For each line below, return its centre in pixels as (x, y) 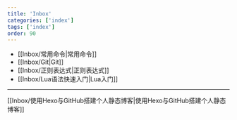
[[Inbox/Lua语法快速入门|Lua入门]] (68, 79)
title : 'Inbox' (30, 14)
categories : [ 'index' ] (41, 20)
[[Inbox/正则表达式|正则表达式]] (63, 70)
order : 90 (22, 33)
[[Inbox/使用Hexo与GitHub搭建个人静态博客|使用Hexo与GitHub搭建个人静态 (117, 101)
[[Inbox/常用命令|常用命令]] (57, 54)
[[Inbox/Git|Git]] (41, 62)
